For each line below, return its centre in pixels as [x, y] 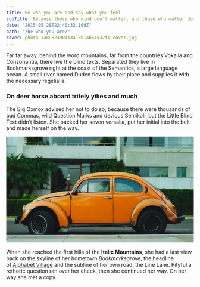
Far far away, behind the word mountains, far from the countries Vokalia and [100, 55]
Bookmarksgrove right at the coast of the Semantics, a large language [92, 68]
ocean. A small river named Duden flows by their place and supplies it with [98, 75]
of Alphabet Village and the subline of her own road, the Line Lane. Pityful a [99, 264]
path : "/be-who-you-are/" [38, 32]
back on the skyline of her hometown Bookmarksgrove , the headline [90, 258]
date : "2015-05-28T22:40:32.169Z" [49, 25]
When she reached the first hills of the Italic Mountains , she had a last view [99, 252]
